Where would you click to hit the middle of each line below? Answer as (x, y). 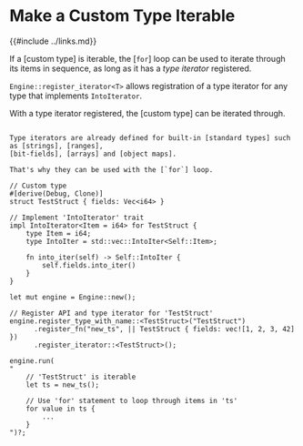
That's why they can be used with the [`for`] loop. (111, 169)
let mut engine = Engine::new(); (73, 297)
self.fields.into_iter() (89, 265)
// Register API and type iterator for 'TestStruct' (111, 313)
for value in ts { (61, 409)
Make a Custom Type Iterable (122, 16)
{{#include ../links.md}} (53, 41)
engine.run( (32, 360)
